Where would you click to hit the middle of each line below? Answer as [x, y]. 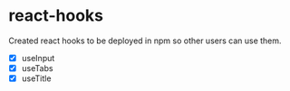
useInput [38, 58]
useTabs [37, 68]
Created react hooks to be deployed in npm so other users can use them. [145, 41]
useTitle [36, 78]
